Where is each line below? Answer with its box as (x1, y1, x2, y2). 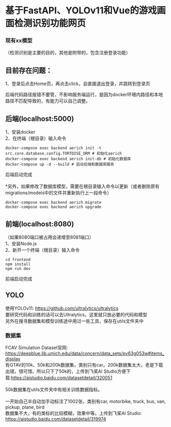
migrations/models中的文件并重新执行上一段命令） (5, 190, 112, 196)
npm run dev (5, 266, 31, 271)
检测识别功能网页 (14, 17, 86, 29)
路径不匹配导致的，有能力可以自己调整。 (5, 98, 90, 104)
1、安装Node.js (5, 240, 37, 246)
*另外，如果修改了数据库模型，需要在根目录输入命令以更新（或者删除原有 (5, 183, 160, 189)
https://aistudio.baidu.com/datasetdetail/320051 (11, 375, 112, 381)
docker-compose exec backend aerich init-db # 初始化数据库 (5, 157, 131, 162)
